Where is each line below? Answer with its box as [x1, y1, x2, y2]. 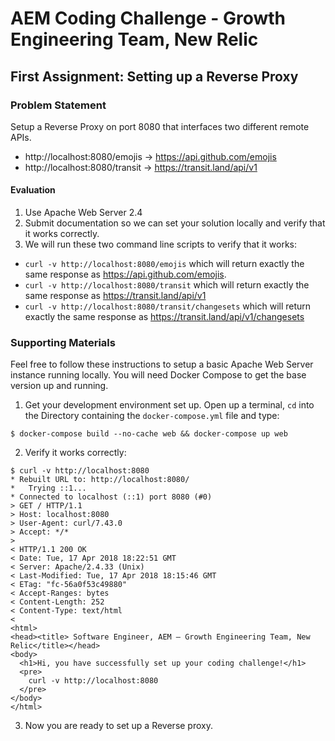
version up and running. [10, 380, 109, 392]
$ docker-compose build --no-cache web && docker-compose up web [10, 429, 288, 439]
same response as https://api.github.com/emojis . [24, 268, 227, 281]
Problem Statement [10, 98, 107, 112]
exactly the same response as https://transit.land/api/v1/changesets [24, 311, 305, 323]
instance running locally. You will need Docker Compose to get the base [10, 369, 307, 381]
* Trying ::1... [10, 483, 87, 494]
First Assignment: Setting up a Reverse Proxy [10, 68, 299, 85]
